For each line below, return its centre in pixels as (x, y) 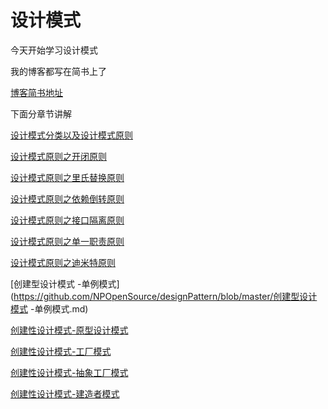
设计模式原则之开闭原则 (58, 156)
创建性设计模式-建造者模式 (65, 393)
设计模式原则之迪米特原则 (63, 262)
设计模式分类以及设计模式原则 (71, 135)
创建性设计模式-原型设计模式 (69, 330)
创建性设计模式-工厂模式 (61, 351)
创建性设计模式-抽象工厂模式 (69, 372)
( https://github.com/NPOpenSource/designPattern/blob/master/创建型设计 (164, 296)
